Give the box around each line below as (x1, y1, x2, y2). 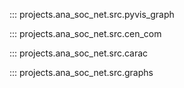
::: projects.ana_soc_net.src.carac (9, 47, 149, 59)
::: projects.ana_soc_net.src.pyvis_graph (9, 9, 175, 20)
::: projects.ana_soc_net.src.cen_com (9, 28, 162, 39)
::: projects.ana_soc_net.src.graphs (9, 67, 154, 78)
